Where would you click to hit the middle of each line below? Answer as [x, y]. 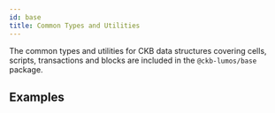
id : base [25, 17]
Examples [37, 97]
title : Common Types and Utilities [75, 26]
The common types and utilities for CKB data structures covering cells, [138, 50]
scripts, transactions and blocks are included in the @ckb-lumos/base [133, 60]
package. [26, 69]
